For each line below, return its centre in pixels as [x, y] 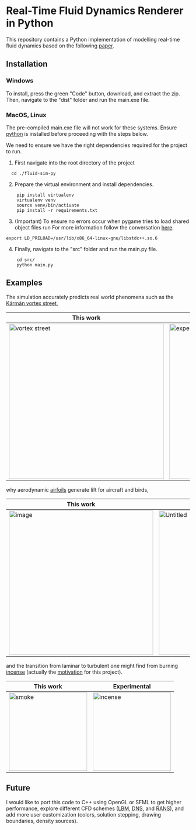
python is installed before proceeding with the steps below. [77, 133]
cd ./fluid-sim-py [34, 173]
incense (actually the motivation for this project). [64, 672]
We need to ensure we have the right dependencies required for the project [97, 145]
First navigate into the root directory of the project [75, 163]
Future [18, 788]
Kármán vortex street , [32, 303]
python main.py [35, 265]
